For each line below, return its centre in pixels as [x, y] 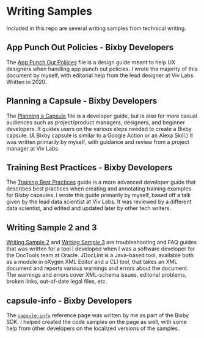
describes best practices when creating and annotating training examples [99, 189]
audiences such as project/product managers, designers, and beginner [96, 122]
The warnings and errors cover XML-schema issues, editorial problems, [97, 275]
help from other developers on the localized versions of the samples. [93, 328]
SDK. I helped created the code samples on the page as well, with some [97, 322]
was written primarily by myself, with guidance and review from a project [98, 141]
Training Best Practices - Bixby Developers [89, 167]
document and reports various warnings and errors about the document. [98, 268]
